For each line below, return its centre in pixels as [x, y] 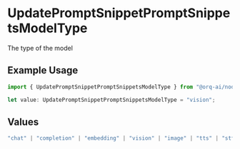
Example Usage [43, 70]
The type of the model [40, 48]
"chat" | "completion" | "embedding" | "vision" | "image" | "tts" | [113, 138]
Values [23, 122]
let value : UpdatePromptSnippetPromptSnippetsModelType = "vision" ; [111, 100]
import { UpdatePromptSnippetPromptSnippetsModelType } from [100, 87]
